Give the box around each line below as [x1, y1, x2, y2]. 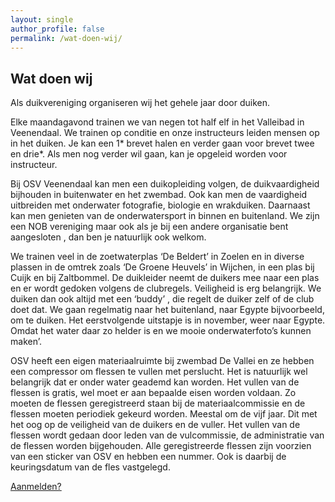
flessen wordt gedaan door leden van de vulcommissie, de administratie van [10, 429, 325, 441]
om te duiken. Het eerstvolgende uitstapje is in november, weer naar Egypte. [10, 314, 326, 326]
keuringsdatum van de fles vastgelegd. [10, 461, 171, 473]
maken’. [10, 336, 42, 348]
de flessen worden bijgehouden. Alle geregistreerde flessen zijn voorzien [10, 440, 312, 452]
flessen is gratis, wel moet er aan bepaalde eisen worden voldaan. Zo [10, 387, 297, 399]
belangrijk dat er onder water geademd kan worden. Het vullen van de [10, 376, 300, 388]
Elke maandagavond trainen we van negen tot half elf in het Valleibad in [10, 116, 305, 128]
